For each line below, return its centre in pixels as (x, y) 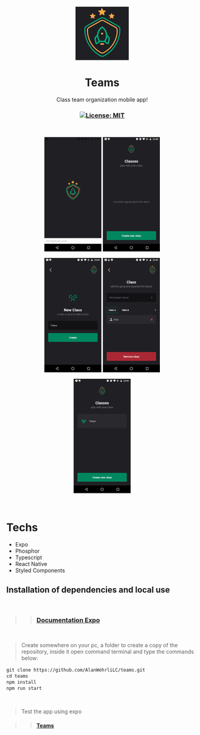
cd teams (17, 676)
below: (29, 658)
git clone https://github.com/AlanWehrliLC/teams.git (76, 670)
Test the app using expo (51, 712)
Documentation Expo (68, 620)
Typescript (29, 558)
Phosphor (27, 551)
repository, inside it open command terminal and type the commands (108, 652)
